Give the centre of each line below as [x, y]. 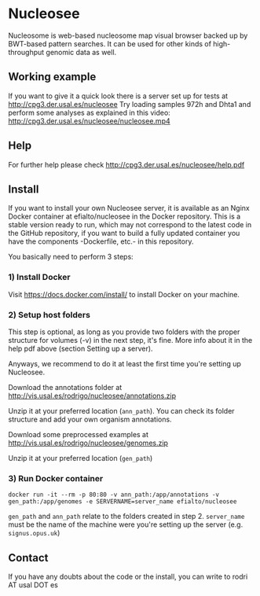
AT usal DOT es [33, 585]
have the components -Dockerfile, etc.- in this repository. [101, 241]
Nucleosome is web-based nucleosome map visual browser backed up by [128, 35]
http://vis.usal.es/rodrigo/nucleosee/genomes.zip [88, 443]
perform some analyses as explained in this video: [89, 112]
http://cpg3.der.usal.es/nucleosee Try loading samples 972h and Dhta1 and [130, 104]
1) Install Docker [39, 278]
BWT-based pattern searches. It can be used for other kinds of [110, 43]
